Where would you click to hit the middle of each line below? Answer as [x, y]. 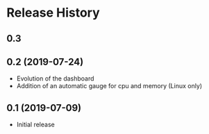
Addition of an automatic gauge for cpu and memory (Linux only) [109, 86]
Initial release [35, 125]
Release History [53, 13]
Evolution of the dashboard [55, 78]
